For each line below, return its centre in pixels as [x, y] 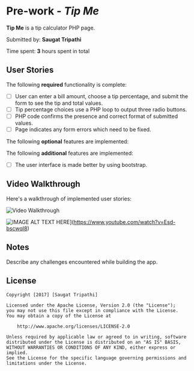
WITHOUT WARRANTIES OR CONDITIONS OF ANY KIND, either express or [91, 348]
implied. [17, 353]
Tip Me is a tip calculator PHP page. [51, 28]
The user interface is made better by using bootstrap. [81, 165]
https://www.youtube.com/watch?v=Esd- [125, 222]
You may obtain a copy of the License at [59, 316]
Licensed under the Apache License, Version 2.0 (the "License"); [91, 305]
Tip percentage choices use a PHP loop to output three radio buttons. [101, 109]
